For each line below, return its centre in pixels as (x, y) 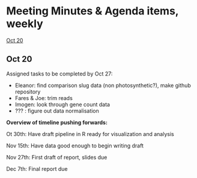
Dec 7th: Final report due (37, 168)
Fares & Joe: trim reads (44, 98)
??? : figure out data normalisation (57, 111)
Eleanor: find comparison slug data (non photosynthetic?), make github (103, 85)
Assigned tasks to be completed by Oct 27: (59, 74)
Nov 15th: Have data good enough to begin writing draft (75, 146)
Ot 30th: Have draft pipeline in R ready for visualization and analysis (90, 134)
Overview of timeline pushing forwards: (57, 122)
